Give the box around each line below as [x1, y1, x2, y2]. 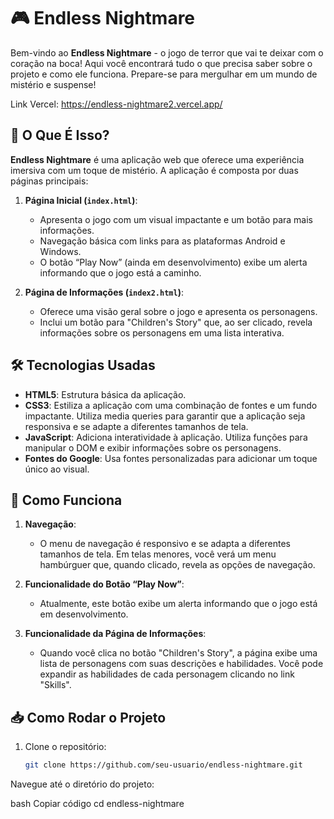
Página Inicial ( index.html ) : [24, 194, 138, 206]
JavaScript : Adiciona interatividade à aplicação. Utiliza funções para [24, 431, 308, 443]
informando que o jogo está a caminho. [39, 266, 202, 279]
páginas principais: [10, 175, 89, 187]
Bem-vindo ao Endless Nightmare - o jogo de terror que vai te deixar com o [10, 46, 324, 59]
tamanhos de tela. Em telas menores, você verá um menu [39, 548, 277, 560]
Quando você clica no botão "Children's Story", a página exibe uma [39, 647, 318, 659]
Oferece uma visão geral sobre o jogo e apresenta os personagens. [39, 305, 318, 317]
